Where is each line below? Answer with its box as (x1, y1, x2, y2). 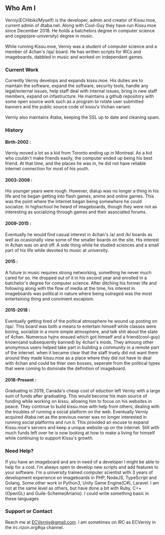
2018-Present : (5, 377, 37, 383)
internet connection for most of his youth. (5, 166, 90, 172)
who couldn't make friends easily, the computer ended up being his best (5, 155, 153, 161)
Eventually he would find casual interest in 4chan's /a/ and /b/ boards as (5, 231, 153, 237)
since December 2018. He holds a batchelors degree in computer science (5, 27, 155, 34)
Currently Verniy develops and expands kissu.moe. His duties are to (5, 78, 143, 84)
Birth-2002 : (5, 139, 31, 145)
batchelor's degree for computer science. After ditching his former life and (5, 280, 157, 286)
